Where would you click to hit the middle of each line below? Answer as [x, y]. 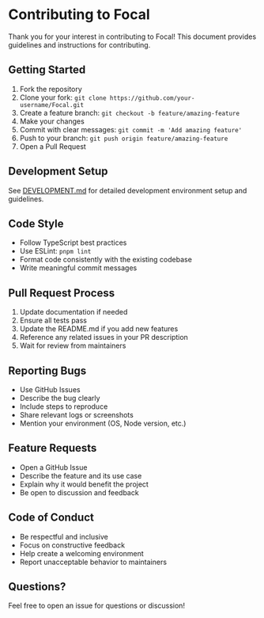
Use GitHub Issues [50, 389]
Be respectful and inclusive [64, 536]
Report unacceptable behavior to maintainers [93, 562]
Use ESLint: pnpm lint [55, 251]
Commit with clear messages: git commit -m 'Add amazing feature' [131, 129]
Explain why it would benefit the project [84, 484]
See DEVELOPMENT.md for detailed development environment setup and [128, 190]
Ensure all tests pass [53, 320]
